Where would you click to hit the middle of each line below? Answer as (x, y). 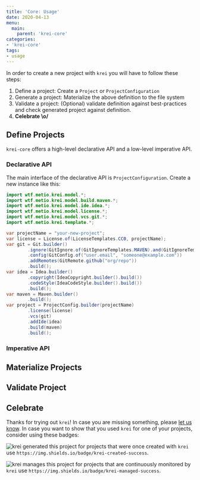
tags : (13, 51)
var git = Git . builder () (37, 244)
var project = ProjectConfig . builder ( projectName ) (70, 305)
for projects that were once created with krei (134, 447)
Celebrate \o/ (32, 116)
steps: (14, 79)
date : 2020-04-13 (28, 17)
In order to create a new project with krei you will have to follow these (92, 73)
